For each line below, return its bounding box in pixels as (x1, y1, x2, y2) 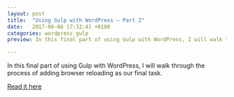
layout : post (7, 10, 45, 17)
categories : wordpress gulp (7, 29, 89, 37)
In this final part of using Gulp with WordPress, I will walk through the (7, 61, 205, 70)
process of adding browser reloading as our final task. (7, 69, 163, 77)
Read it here (7, 82, 42, 91)
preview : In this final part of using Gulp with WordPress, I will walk (7, 36, 223, 43)
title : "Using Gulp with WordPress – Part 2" (7, 17, 145, 24)
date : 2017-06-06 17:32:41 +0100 (7, 23, 111, 30)
